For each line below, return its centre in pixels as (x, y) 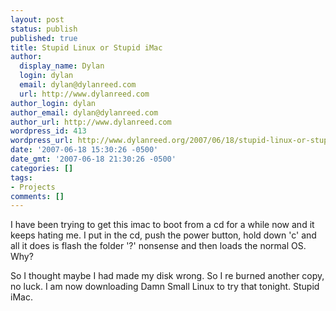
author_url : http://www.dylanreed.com (91, 122)
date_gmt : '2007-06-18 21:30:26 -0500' (93, 159)
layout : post (37, 19)
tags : (21, 177)
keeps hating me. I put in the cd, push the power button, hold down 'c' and (163, 235)
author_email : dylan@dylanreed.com (84, 112)
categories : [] (42, 168)
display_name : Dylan (62, 66)
